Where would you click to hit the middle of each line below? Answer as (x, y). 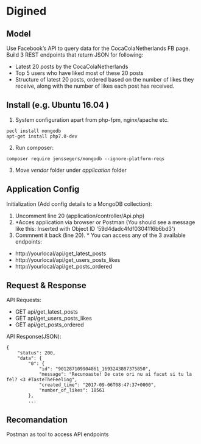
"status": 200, (37, 353)
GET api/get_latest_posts (46, 312)
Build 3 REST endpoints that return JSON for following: (75, 55)
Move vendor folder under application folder (71, 170)
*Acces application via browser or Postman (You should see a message (105, 222)
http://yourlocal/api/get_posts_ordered (64, 266)
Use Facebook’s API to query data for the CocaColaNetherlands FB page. (98, 48)
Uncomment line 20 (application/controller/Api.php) (80, 216)
